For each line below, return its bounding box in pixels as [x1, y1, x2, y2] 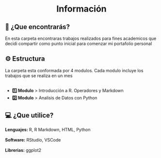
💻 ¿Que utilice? [5, 111, 54, 120]
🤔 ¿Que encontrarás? [5, 23, 70, 31]
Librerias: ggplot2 [5, 147, 42, 153]
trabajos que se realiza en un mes [5, 73, 73, 79]
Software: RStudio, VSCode [5, 137, 61, 142]
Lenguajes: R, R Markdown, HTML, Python [5, 126, 91, 132]
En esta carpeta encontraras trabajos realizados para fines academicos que [5, 35, 157, 41]
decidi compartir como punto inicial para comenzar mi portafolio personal [5, 41, 152, 47]
